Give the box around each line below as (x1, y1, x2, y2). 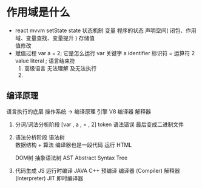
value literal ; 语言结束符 (15, 57, 76, 64)
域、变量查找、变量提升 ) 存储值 (15, 34, 95, 41)
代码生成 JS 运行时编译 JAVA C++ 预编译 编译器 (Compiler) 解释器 (15, 167, 180, 174)
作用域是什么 (6, 5, 71, 19)
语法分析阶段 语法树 (15, 133, 65, 141)
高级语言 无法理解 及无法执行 (24, 64, 97, 72)
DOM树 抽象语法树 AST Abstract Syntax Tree (15, 154, 128, 161)
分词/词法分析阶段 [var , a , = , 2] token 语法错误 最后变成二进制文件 (15, 121, 184, 128)
